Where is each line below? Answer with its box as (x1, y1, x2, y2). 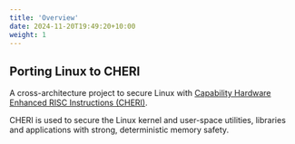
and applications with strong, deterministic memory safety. (9, 124, 230, 136)
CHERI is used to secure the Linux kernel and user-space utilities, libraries (9, 115, 286, 126)
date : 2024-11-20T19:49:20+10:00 (9, 22, 136, 31)
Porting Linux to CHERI (9, 63, 141, 79)
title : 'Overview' (9, 13, 79, 23)
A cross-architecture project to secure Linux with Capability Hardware (9, 88, 271, 99)
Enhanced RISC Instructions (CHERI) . (9, 97, 148, 109)
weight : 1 (9, 30, 47, 39)
